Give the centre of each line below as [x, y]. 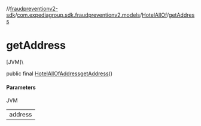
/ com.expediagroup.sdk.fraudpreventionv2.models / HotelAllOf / [92, 15]
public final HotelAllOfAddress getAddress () [59, 73]
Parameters [21, 87]
